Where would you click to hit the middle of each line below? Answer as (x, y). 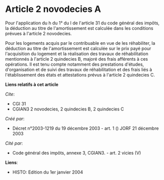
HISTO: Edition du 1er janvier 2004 (48, 172)
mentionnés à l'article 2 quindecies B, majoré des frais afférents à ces (77, 59)
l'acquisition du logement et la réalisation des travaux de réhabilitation (77, 54)
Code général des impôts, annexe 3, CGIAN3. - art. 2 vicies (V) (77, 153)
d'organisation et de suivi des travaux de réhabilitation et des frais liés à (79, 69)
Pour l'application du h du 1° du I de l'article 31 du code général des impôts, (82, 23)
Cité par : (14, 143)
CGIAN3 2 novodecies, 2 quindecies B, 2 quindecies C (68, 109)
